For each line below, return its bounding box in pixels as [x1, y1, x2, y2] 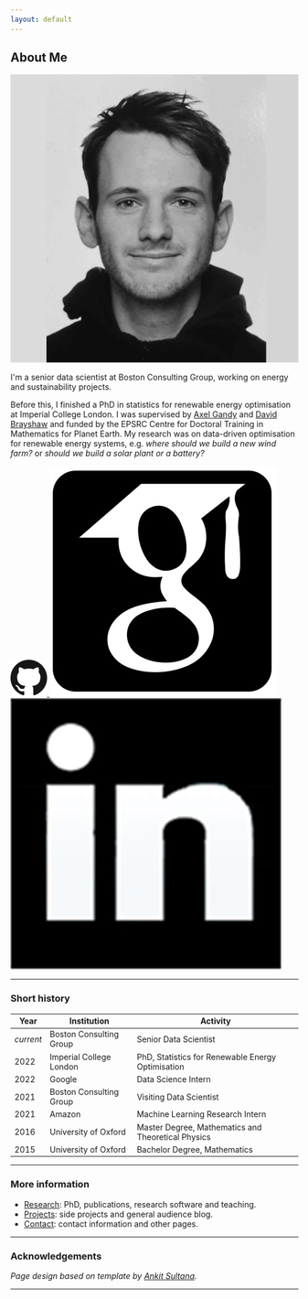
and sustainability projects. [10, 381, 112, 392]
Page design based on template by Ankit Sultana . [10, 1271, 197, 1282]
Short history [10, 993, 71, 1005]
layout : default [10, 15, 72, 24]
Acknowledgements [10, 1250, 102, 1262]
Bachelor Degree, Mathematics [136, 1143, 254, 1154]
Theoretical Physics [136, 1131, 211, 1143]
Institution [69, 1015, 110, 1026]
